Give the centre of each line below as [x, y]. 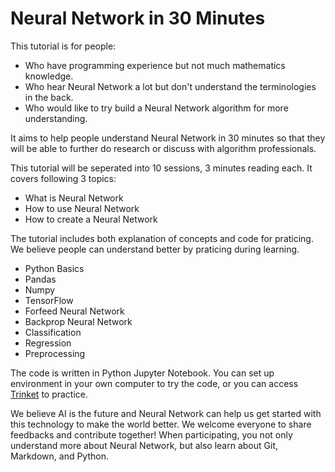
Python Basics [54, 268]
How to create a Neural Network [91, 219]
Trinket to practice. [49, 394]
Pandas [40, 279]
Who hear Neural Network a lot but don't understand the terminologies [170, 86]
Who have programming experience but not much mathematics [155, 65]
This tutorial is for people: [63, 46]
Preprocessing [55, 353]
